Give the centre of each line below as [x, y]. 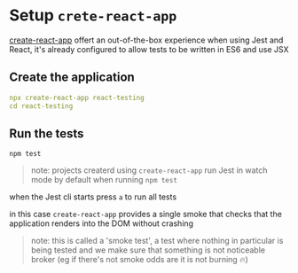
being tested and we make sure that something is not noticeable [148, 250]
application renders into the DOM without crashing [101, 223]
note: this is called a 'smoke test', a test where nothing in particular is [157, 241]
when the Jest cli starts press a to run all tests [93, 197]
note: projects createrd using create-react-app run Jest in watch [149, 170]
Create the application [72, 78]
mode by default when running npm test [104, 180]
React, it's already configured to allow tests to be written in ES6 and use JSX [149, 49]
